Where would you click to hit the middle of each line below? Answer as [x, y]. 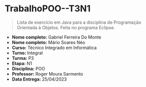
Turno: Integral [27, 53]
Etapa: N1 [22, 63]
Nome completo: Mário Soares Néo [48, 42]
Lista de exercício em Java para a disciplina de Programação [79, 22]
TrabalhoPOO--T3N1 [48, 9]
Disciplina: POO [28, 68]
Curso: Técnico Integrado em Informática [54, 47]
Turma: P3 [23, 58]
